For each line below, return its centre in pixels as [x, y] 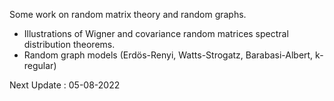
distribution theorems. [69, 44]
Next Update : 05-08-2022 [65, 85]
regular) [40, 65]
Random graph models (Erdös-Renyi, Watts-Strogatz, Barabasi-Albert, [168, 55]
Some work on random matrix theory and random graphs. [128, 14]
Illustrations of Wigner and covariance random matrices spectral [156, 33]
